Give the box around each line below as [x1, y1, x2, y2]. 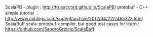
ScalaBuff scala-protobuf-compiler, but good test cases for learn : [5, 21, 140, 27]
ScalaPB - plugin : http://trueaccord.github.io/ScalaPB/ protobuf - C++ [5, 4, 149, 10]
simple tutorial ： [5, 10, 39, 16]
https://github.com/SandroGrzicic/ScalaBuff [5, 26, 95, 32]
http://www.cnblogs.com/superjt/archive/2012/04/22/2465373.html [5, 16, 143, 21]
